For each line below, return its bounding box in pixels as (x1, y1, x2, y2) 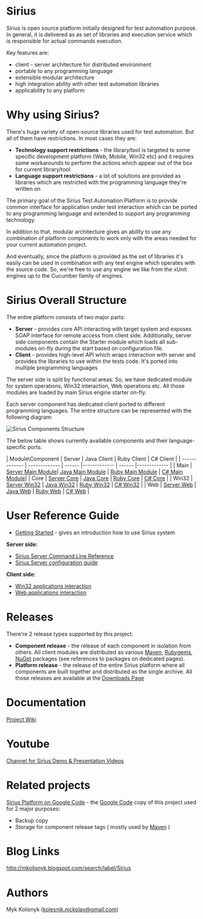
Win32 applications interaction (15, 582, 92, 590)
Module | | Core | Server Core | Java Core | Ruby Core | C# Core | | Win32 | (6, 474, 193, 481)
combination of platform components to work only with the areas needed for (6, 234, 197, 241)
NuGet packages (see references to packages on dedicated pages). (15, 655, 185, 662)
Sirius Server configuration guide (15, 559, 98, 566)
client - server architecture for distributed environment (15, 61, 151, 68)
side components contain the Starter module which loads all (15, 338, 165, 345)
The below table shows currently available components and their (6, 436, 168, 444)
